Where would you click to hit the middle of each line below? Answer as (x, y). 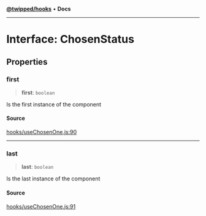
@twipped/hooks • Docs (39, 9)
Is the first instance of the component (54, 104)
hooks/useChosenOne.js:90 (42, 132)
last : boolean (37, 167)
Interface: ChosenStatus (71, 39)
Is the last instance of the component (53, 179)
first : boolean (38, 92)
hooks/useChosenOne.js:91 (41, 206)
